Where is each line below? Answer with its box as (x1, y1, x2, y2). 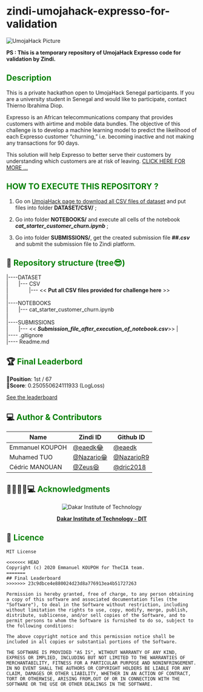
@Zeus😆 (72, 463, 100, 471)
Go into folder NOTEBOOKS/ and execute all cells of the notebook (15, 216, 181, 223)
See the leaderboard (6, 394, 58, 401)
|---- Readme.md (6, 338, 50, 346)
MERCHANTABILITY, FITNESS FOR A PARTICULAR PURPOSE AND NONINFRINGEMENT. (6, 660, 197, 666)
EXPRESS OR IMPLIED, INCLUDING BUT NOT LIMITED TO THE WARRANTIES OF (6, 654, 186, 661)
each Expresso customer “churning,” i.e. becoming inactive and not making (6, 133, 195, 140)
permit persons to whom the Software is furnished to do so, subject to (6, 618, 194, 624)
